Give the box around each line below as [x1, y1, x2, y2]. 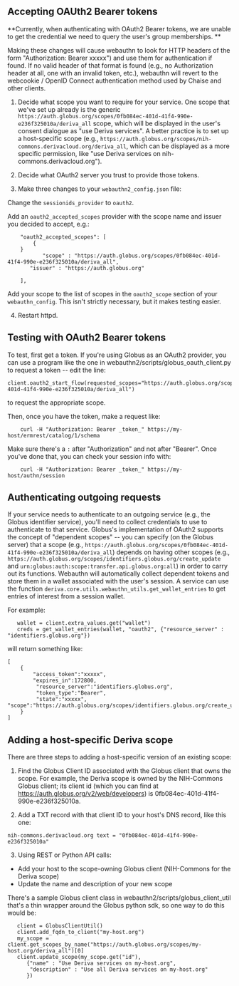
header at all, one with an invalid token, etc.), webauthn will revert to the [7, 68, 218, 77]
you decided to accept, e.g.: [7, 219, 90, 228]
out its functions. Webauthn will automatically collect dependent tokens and [7, 569, 230, 578]
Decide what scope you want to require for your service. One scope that [17, 98, 230, 106]
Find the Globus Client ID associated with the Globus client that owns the [17, 767, 231, 775]
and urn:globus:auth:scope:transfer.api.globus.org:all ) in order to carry [7, 562, 228, 571]
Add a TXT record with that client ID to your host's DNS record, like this [17, 811, 226, 819]
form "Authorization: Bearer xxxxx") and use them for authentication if [7, 53, 213, 62]
